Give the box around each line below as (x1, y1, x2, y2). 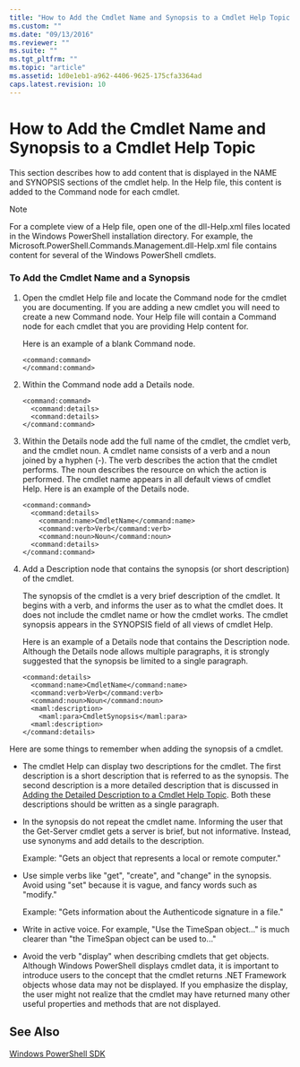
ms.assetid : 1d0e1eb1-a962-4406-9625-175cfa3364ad (9, 72, 202, 81)
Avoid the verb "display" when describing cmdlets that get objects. (21, 950, 270, 961)
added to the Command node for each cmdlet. (9, 186, 181, 197)
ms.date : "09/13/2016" (9, 30, 94, 39)
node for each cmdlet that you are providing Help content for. (21, 320, 249, 332)
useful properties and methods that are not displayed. (21, 998, 221, 1009)
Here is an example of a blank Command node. (21, 338, 196, 349)
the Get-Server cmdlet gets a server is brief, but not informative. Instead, (21, 826, 291, 837)
